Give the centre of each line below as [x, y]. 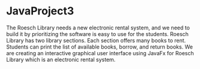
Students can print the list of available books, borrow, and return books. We [100, 47]
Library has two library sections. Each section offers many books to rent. [96, 40]
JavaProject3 [40, 11]
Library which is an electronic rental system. [61, 59]
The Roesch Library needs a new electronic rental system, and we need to [98, 28]
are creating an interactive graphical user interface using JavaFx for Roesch [100, 53]
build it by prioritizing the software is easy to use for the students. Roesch [98, 34]
